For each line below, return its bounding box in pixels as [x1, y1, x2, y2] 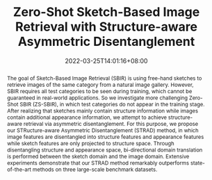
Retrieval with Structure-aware [15, 19, 198, 35]
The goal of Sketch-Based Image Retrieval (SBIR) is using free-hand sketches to [6, 74, 202, 82]
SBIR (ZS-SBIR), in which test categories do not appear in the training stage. [19, 100, 205, 108]
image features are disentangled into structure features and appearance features [6, 133, 204, 140]
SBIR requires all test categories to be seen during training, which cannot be [6, 88, 193, 95]
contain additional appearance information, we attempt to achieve [6, 113, 168, 121]
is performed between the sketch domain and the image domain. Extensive [6, 152, 190, 160]
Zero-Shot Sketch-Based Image [13, 4, 200, 20]
